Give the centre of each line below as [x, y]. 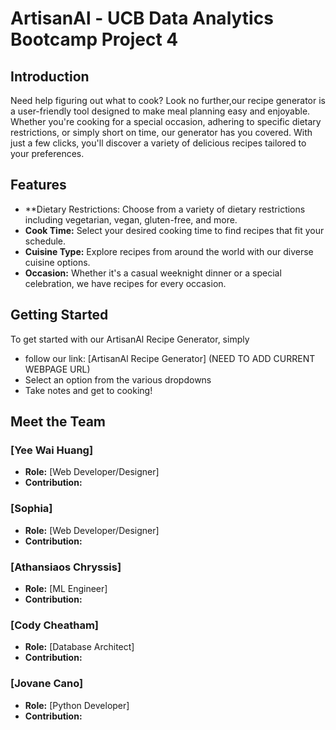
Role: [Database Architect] [79, 647]
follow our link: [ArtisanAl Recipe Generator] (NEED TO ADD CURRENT [170, 358]
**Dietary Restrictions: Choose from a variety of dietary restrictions [165, 209]
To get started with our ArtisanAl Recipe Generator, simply [130, 339]
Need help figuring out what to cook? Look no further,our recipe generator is [168, 100]
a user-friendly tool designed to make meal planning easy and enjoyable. [160, 111]
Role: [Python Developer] [77, 705]
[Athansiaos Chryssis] [66, 567]
